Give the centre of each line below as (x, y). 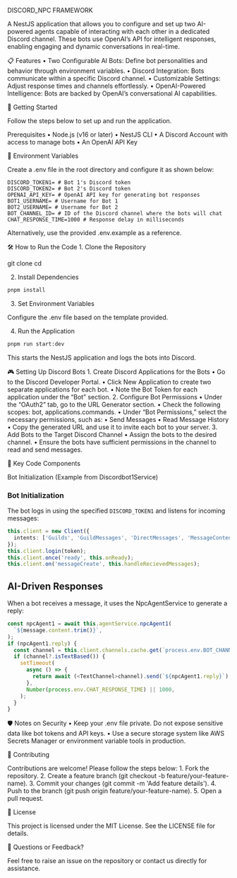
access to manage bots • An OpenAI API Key (72, 142)
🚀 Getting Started (32, 107)
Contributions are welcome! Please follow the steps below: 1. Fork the (108, 768)
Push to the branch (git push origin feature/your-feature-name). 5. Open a (115, 791)
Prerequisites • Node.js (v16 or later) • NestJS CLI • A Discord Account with (117, 135)
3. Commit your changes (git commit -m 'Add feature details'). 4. (123, 783)
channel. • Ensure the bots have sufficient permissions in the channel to (112, 442)
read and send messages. (45, 450)
